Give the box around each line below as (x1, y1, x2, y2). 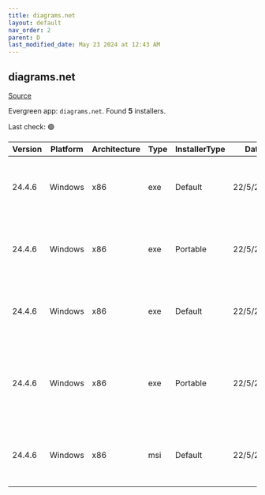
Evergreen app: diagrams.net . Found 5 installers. (8, 106, 166, 115)
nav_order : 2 (8, 26, 51, 34)
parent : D (8, 33, 41, 42)
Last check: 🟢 (8, 121, 55, 131)
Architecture (91, 143, 140, 154)
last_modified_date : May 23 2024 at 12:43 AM (8, 41, 160, 49)
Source (8, 91, 32, 100)
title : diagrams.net (8, 11, 77, 20)
